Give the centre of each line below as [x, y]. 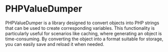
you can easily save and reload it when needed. [55, 44]
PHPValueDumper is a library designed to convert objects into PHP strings [82, 23]
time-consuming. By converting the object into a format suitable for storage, [84, 39]
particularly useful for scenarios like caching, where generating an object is [84, 33]
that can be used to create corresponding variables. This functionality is [80, 28]
